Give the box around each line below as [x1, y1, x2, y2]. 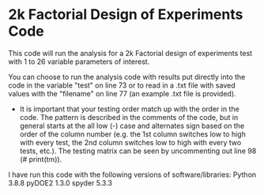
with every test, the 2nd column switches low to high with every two [19, 137, 242, 147]
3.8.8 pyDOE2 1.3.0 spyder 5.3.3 [8, 178, 113, 187]
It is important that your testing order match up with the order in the [19, 104, 239, 114]
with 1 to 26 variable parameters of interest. [8, 57, 150, 66]
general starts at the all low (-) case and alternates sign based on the [19, 121, 245, 130]
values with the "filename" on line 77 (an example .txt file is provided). [8, 88, 236, 98]
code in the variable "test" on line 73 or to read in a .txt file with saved [8, 81, 236, 90]
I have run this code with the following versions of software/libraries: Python [8, 170, 257, 179]
